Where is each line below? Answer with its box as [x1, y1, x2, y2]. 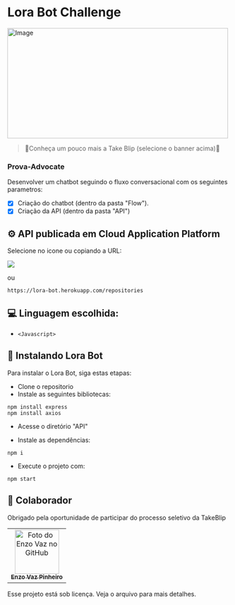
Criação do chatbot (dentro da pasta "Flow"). [17, 199, 150, 208]
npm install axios [7, 409, 61, 417]
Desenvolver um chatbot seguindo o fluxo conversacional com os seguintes [7, 178, 228, 186]
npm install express [7, 403, 68, 410]
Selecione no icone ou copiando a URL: [7, 246, 122, 255]
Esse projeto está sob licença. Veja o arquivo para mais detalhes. [7, 589, 196, 598]
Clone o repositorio [17, 382, 74, 390]
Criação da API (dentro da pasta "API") [17, 207, 131, 215]
